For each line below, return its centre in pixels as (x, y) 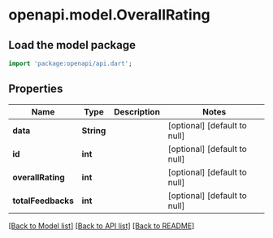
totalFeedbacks (43, 201)
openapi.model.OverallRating (110, 15)
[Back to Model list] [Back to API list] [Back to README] (102, 226)
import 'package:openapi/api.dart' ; (70, 63)
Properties (36, 89)
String (94, 130)
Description (137, 111)
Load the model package (72, 45)
